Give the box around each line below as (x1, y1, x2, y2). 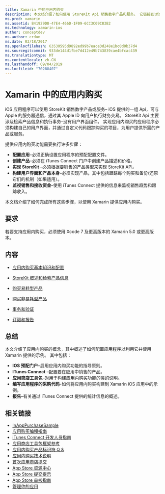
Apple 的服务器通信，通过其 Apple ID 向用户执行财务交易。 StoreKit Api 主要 (5, 112, 159, 118)
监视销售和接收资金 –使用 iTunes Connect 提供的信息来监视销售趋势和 (12, 182, 152, 188)
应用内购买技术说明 (12, 453, 52, 459)
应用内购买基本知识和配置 (12, 264, 64, 270)
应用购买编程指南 (12, 428, 47, 434)
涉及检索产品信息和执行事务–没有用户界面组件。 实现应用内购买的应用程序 (5, 118, 155, 124)
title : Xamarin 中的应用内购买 (5, 7, 64, 12)
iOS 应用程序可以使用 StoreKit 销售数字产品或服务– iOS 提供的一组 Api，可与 (5, 106, 160, 112)
